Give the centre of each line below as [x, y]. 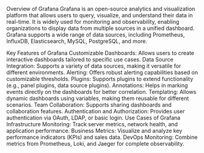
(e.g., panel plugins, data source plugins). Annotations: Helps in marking [97, 85]
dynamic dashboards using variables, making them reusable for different [98, 98]
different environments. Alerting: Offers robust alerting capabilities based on [102, 72]
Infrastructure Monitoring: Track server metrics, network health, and [92, 124]
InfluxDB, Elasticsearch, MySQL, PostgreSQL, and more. [77, 41]
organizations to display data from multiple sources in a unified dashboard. [100, 28]
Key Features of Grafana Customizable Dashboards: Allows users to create [100, 53]
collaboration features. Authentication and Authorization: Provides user [96, 111]
